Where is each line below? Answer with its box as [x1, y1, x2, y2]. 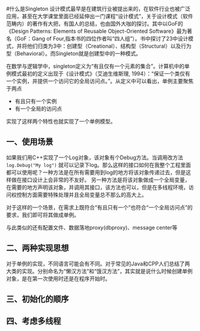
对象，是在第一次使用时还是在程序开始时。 [6, 275, 111, 282]
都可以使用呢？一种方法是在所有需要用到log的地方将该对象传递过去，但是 [6, 169, 186, 176]
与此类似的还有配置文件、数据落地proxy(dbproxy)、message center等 [6, 224, 177, 231]
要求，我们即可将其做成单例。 [6, 211, 79, 218]
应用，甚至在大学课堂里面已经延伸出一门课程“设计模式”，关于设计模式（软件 [6, 13, 193, 20]
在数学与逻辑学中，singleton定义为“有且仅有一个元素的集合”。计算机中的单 [6, 63, 190, 70]
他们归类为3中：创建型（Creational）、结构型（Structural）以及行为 [26, 42, 192, 50]
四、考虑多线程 [6, 316, 61, 326]
